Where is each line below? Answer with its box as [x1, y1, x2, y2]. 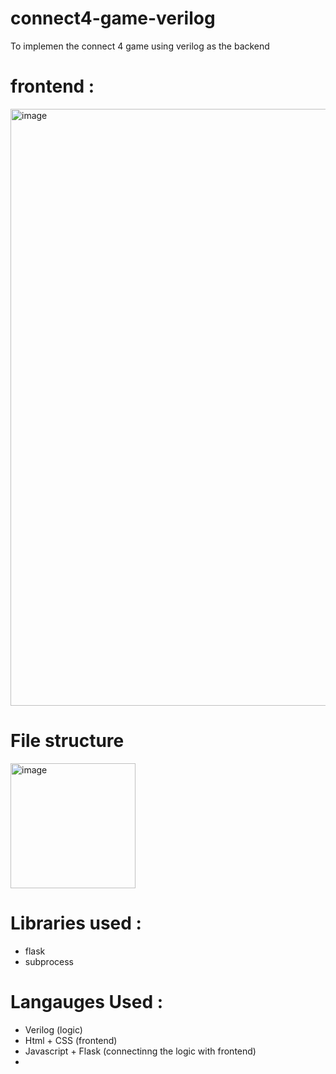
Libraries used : [10, 912, 142, 934]
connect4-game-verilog [10, 7, 216, 30]
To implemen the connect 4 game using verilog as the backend [10, 40, 270, 52]
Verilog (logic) [24, 1023, 83, 1036]
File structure [10, 730, 125, 752]
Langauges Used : [10, 990, 164, 1013]
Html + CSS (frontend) [24, 1034, 118, 1046]
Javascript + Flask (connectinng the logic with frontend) [24, 1045, 257, 1057]
